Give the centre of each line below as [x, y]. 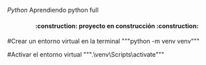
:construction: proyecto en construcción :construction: [117, 26]
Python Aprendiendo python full [53, 10]
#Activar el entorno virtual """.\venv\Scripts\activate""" [86, 55]
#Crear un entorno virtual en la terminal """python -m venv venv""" [103, 41]
